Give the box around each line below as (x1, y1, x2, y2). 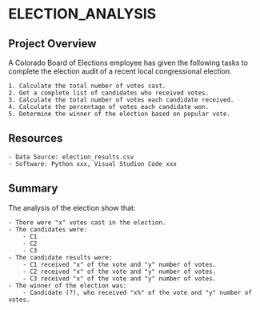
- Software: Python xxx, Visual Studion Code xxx (8, 159, 178, 168)
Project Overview (8, 37, 97, 50)
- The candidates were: (8, 225, 88, 233)
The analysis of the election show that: (8, 203, 136, 212)
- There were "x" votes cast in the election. (8, 218, 166, 227)
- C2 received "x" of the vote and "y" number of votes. (22, 268, 217, 276)
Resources (8, 131, 63, 145)
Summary (8, 182, 58, 195)
